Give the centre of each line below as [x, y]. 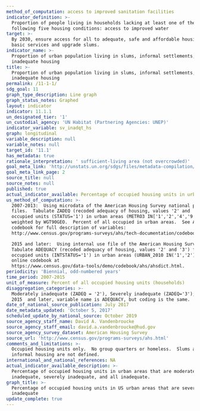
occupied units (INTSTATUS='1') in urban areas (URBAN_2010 [87, 255]
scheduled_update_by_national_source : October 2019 [71, 316]
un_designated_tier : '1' [37, 117]
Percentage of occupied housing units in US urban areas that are [96, 388]
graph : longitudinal [32, 134]
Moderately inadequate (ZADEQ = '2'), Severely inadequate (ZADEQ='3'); [104, 294]
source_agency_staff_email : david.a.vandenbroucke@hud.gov [81, 327]
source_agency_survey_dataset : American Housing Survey [77, 332]
